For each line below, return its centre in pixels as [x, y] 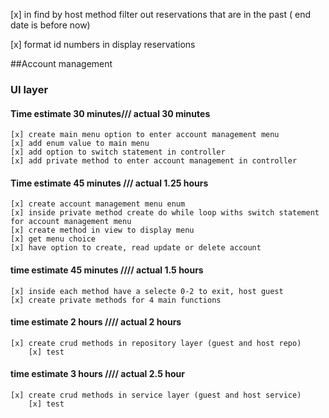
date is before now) [50, 25]
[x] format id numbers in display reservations [103, 44]
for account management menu [71, 222]
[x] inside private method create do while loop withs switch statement [165, 213]
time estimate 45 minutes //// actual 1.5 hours [107, 270]
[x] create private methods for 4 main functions [116, 300]
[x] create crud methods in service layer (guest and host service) [156, 395]
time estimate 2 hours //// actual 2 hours [96, 322]
